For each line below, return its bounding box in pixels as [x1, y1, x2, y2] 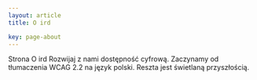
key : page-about [8, 33, 61, 41]
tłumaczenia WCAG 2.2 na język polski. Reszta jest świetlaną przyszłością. [8, 63, 250, 72]
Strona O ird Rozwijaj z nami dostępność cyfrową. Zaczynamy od [8, 54, 219, 64]
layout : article [8, 11, 61, 20]
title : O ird [8, 19, 51, 27]
